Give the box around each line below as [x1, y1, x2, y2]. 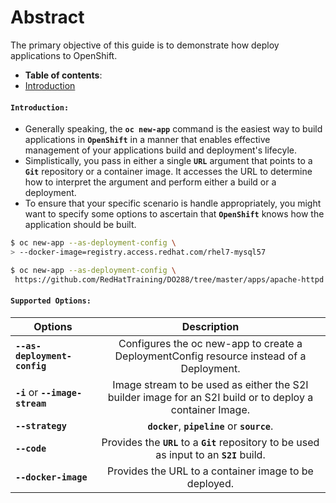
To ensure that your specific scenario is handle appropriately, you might [24, 197, 322, 210]
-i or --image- [15, 385, 83, 399]
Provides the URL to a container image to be [106, 464, 314, 478]
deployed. [186, 476, 235, 490]
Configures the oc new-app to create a [118, 336, 303, 350]
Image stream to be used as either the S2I [112, 377, 309, 391]
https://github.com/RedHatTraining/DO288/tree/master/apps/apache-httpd [14, 274, 325, 285]
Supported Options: [10, 296, 92, 306]
